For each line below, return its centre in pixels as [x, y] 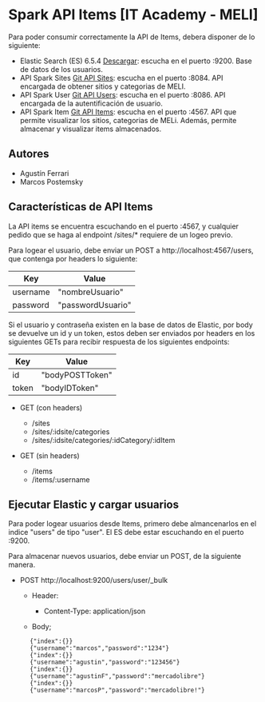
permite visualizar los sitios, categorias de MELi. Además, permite [128, 120]
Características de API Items [81, 207]
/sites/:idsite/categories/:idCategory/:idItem [103, 440]
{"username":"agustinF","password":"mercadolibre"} [117, 676]
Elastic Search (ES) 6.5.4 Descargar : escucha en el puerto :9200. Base [136, 61]
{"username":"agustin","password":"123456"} [105, 662]
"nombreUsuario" [91, 292]
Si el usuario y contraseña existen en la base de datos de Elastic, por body [131, 325]
